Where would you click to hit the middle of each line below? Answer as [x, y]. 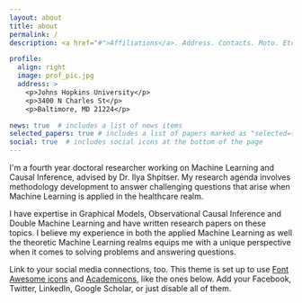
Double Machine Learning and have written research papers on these [138, 223]
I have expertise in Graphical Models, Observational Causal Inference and [145, 214]
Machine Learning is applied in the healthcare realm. [107, 196]
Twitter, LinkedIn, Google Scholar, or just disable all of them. [120, 288]
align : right [42, 67]
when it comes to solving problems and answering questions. [123, 252]
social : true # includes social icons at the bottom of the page [136, 142]
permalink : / [34, 34]
